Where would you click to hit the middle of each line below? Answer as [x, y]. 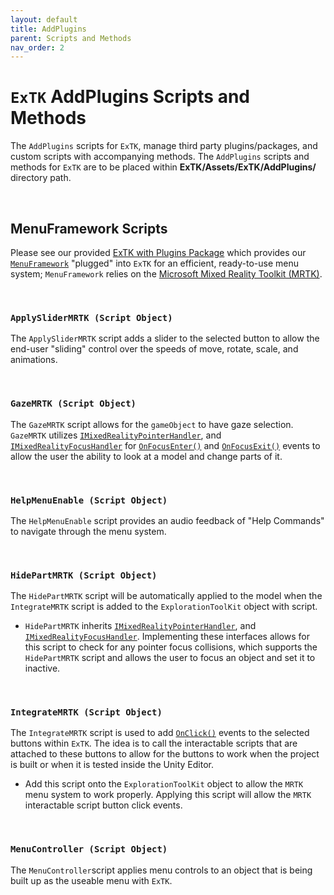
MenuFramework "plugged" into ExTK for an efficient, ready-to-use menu [154, 263]
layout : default [44, 19]
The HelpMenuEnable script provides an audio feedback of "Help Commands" [167, 520]
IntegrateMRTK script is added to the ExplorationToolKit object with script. [164, 607]
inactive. [42, 668]
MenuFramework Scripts [89, 228]
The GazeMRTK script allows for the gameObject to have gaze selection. [152, 424]
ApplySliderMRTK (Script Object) [91, 317]
